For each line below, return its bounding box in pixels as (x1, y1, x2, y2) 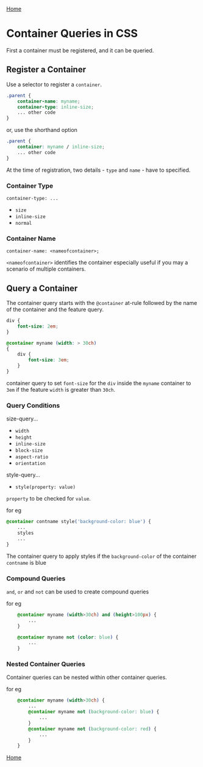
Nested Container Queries (6, 660, 85, 669)
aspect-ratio (15, 454, 49, 460)
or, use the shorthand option (6, 127, 78, 134)
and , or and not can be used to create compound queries (6, 588, 149, 595)
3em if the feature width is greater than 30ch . (6, 386, 116, 393)
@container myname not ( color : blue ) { (17, 634, 119, 640)
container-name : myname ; (17, 98, 80, 105)
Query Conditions (6, 401, 60, 409)
